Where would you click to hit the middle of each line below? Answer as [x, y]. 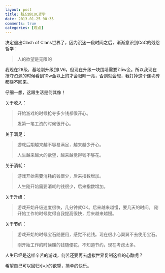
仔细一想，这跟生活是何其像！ [35, 92]
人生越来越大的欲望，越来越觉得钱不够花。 [60, 155]
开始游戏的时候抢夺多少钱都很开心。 [54, 113]
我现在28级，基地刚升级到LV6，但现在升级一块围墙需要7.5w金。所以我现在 [81, 70]
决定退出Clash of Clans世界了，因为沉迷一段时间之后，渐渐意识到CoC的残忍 [82, 43]
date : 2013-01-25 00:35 [30, 19]
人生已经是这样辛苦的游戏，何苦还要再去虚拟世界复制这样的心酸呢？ [74, 255]
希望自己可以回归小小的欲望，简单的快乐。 [48, 266]
